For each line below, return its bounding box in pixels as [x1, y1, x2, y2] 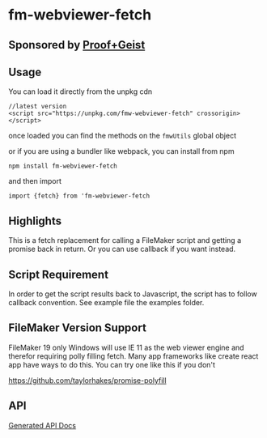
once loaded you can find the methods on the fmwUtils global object [8, 131, 237, 141]
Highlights [8, 214, 62, 228]
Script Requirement [8, 267, 109, 281]
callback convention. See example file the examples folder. [8, 298, 205, 308]
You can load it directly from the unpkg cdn [8, 87, 153, 96]
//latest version [8, 103, 67, 111]
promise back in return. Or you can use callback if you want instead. [8, 245, 236, 254]
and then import [8, 176, 62, 186]
